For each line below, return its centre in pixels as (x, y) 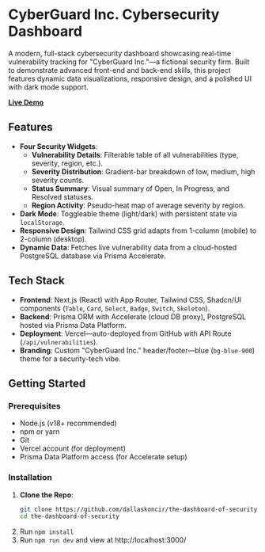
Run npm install (47, 531)
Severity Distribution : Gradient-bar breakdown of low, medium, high (143, 171)
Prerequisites (34, 405)
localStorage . (42, 222)
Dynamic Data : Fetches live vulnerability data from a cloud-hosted (128, 247)
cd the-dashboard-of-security (70, 516)
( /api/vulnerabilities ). (59, 341)
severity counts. (58, 180)
